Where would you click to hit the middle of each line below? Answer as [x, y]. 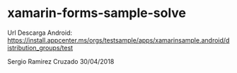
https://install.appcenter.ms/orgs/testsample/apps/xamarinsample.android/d [118, 40]
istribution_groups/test [40, 47]
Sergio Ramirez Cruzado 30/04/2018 [61, 61]
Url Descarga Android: [40, 33]
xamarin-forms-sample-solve [97, 13]
